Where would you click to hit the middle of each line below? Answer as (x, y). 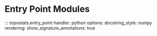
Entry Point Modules (47, 9)
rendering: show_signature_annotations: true (50, 28)
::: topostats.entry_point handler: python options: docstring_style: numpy (78, 23)
